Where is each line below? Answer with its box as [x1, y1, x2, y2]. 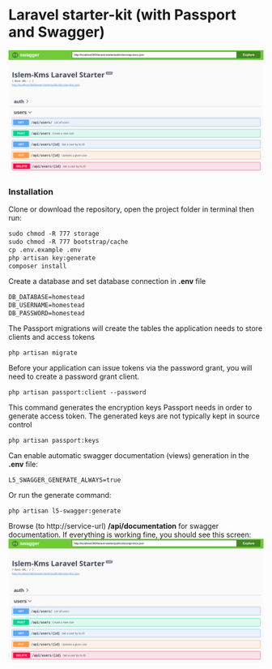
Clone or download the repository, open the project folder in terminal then [8, 204, 255, 214]
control [8, 420, 32, 430]
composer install [8, 262, 67, 271]
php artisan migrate [8, 349, 79, 358]
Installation [8, 187, 54, 197]
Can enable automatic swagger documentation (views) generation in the [8, 451, 249, 461]
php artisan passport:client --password [8, 388, 147, 397]
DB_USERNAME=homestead [8, 302, 85, 310]
